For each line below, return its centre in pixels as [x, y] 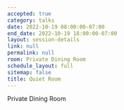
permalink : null [31, 53]
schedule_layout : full [40, 66]
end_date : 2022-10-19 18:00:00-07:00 [62, 33]
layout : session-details [43, 40]
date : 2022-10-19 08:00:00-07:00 [56, 27]
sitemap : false [29, 72]
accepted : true [29, 14]
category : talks [31, 20]
